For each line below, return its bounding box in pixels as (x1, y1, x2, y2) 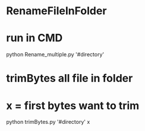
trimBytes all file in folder (6, 72, 133, 85)
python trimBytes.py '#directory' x (6, 119, 90, 126)
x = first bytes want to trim (6, 99, 140, 112)
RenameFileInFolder (6, 4, 107, 18)
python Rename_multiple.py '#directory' (6, 51, 105, 58)
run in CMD (6, 31, 63, 45)
